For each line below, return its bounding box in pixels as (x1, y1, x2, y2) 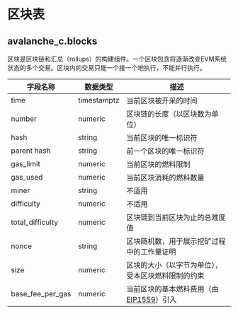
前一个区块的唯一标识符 (126, 146, 205, 156)
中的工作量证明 (126, 247, 176, 257)
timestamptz (77, 95, 120, 105)
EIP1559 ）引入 (126, 295, 177, 304)
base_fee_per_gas (11, 289, 72, 298)
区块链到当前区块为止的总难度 (126, 213, 226, 222)
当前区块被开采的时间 (126, 96, 198, 105)
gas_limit (11, 159, 40, 168)
